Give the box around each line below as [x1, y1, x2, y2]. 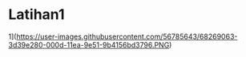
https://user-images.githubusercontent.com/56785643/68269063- [15, 32, 238, 41]
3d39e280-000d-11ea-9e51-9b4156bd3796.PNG [8, 40, 170, 49]
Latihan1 [8, 6, 66, 24]
